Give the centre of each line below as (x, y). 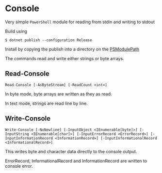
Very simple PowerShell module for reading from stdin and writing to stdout (80, 22)
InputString (17, 134)
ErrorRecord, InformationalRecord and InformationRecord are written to (76, 161)
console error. (19, 166)
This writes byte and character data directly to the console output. (71, 151)
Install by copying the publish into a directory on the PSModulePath (72, 49)
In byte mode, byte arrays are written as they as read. (59, 94)
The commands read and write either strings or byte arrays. (65, 58)
